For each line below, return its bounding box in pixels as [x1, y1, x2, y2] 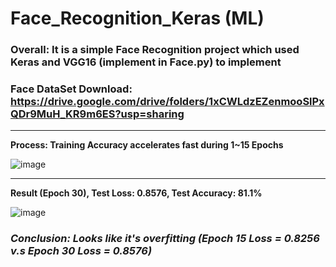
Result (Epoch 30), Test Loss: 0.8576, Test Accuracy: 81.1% [10, 187, 263, 199]
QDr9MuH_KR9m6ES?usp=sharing [10, 107, 185, 121]
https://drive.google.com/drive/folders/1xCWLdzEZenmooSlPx [10, 95, 325, 109]
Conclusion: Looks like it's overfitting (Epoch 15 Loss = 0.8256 [10, 232, 320, 246]
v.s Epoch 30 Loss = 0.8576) [10, 244, 152, 258]
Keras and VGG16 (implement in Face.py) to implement [10, 55, 282, 69]
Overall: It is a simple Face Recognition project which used [10, 43, 300, 57]
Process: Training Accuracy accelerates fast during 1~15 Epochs [10, 139, 284, 151]
